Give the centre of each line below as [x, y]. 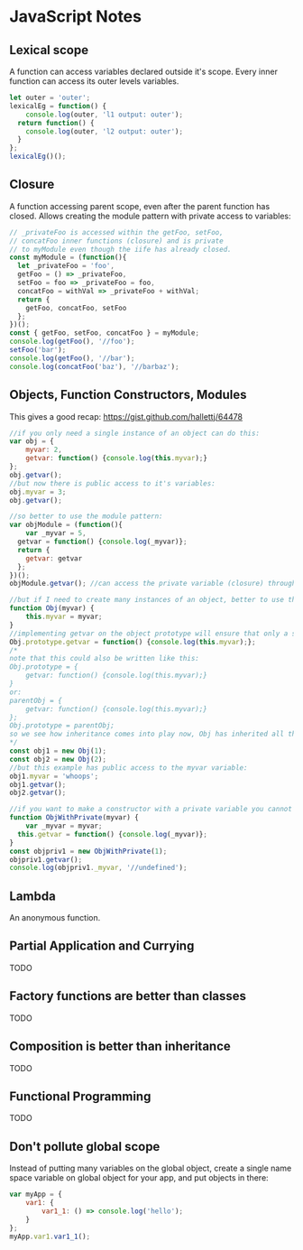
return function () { [56, 123]
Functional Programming [80, 1096]
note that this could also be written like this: [105, 659]
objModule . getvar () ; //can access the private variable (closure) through [153, 584]
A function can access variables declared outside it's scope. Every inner [143, 71]
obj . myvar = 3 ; [38, 492]
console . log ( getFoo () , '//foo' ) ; [72, 342]
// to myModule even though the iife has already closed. [120, 249]
